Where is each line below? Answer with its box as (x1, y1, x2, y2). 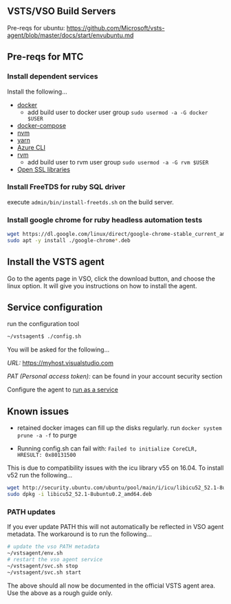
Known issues (7, 405, 69, 417)
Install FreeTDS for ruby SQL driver (7, 182, 126, 192)
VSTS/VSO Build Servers (7, 6, 116, 17)
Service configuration (7, 302, 103, 314)
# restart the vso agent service (7, 556, 103, 563)
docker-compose (16, 121, 67, 129)
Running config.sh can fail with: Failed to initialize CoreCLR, (16, 444, 198, 453)
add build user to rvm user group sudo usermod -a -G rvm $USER (27, 158, 209, 166)
